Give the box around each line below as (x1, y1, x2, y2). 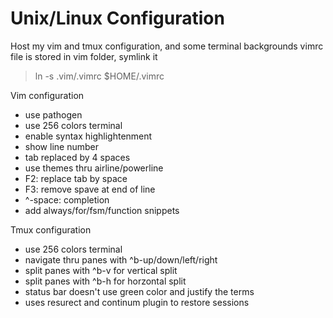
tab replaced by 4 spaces (24, 151, 131, 163)
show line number (24, 140, 99, 152)
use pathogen (24, 108, 83, 121)
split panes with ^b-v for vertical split (24, 264, 178, 276)
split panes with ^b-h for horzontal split (24, 275, 187, 287)
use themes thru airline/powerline (24, 162, 164, 174)
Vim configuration (10, 89, 85, 101)
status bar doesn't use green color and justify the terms (24, 285, 255, 297)
